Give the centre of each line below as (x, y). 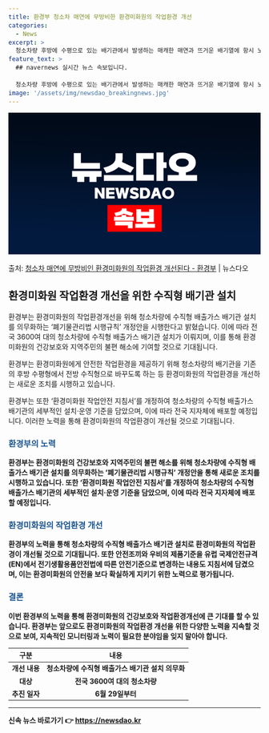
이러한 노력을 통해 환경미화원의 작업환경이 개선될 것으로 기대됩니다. (130, 421)
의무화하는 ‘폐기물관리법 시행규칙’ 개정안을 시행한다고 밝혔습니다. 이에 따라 (133, 326)
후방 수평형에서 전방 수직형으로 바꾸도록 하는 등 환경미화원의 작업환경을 (128, 373)
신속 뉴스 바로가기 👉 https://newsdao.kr (75, 720)
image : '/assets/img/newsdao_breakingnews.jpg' (89, 93)
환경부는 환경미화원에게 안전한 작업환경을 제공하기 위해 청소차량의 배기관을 (125, 364)
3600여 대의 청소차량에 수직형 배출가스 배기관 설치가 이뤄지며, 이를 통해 (129, 336)
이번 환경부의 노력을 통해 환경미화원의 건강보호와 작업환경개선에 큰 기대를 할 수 (129, 616)
